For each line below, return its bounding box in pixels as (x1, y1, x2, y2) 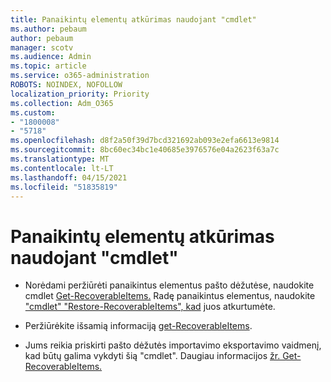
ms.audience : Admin (10, 52, 92, 62)
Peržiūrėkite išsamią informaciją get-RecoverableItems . (24, 320, 253, 332)
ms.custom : (10, 107, 56, 118)
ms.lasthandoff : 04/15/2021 (10, 172, 128, 183)
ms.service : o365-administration (10, 71, 150, 81)
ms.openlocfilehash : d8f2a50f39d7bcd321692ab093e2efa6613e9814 (10, 136, 280, 146)
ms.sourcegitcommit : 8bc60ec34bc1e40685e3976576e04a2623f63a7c (10, 145, 280, 155)
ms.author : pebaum (10, 24, 87, 34)
